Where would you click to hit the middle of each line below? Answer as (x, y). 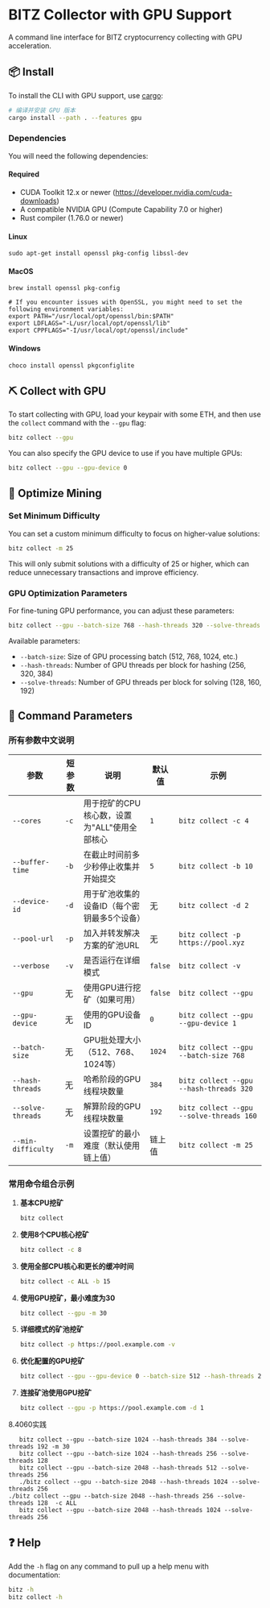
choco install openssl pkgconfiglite (72, 365)
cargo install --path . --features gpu (75, 118)
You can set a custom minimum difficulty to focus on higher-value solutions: (134, 533)
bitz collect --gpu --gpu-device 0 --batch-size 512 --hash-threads (137, 1376)
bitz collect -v (210, 966)
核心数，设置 (108, 815)
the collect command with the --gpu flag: (77, 423)
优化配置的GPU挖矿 (52, 1361)
